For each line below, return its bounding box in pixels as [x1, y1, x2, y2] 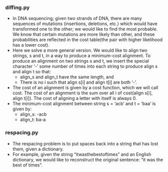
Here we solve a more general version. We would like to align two [12, 47, 148, 54]
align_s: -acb [20, 111, 47, 117]
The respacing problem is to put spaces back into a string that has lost [12, 140, 158, 146]
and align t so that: [12, 69, 51, 75]
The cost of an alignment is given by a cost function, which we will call [12, 85, 158, 91]
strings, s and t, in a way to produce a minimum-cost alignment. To [12, 53, 151, 59]
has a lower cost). [12, 42, 50, 48]
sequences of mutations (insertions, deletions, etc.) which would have [12, 21, 158, 27]
